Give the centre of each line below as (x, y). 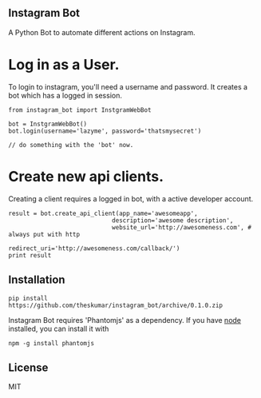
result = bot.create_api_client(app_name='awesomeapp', (103, 213)
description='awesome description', (172, 220)
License (28, 367)
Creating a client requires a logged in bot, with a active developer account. (131, 198)
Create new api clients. (86, 176)
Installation (37, 280)
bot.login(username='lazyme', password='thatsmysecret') (105, 131)
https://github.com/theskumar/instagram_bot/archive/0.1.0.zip (116, 305)
